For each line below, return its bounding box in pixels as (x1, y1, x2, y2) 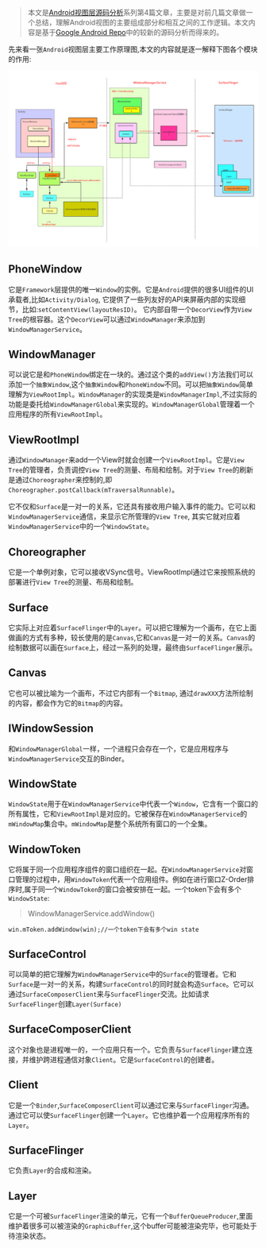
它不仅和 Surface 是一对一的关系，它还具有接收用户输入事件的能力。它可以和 (8, 502, 256, 512)
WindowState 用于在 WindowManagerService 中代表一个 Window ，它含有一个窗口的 (8, 799, 258, 809)
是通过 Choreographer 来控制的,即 (8, 475, 113, 485)
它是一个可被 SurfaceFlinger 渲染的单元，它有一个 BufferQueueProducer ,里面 (8, 1211, 253, 1221)
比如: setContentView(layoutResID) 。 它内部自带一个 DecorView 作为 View (21, 304, 253, 314)
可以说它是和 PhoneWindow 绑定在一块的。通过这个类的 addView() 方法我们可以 (8, 369, 254, 380)
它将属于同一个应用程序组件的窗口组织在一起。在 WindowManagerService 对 (8, 865, 247, 875)
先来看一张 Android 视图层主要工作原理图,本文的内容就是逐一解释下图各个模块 (8, 44, 258, 54)
